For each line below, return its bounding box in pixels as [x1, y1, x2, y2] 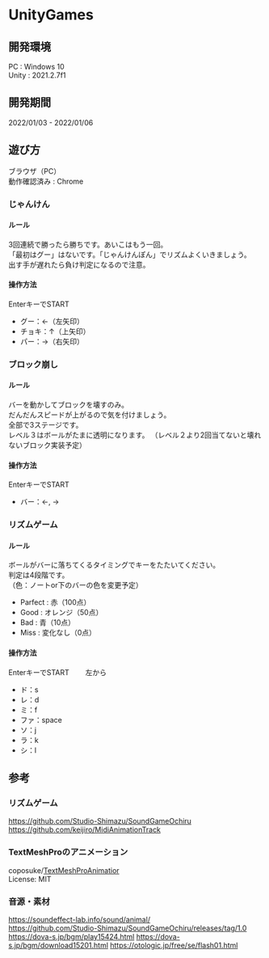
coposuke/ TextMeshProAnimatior [8, 865, 120, 875]
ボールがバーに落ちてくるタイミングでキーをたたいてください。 [8, 560, 221, 570]
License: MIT [8, 874, 52, 884]
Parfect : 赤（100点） [19, 597, 91, 607]
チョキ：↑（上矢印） [19, 326, 90, 336]
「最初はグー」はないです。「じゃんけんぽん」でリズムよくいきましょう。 [8, 249, 252, 260]
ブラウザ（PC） [8, 166, 61, 175]
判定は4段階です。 [8, 570, 69, 580]
